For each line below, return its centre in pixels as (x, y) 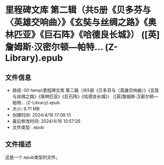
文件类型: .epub (28, 127)
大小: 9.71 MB (26, 109)
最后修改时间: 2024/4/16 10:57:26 (46, 121)
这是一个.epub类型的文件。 (33, 157)
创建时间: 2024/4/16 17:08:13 (41, 115)
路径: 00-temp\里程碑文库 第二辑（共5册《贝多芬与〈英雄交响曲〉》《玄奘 (85, 90)
